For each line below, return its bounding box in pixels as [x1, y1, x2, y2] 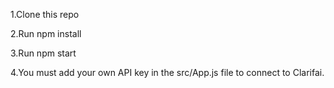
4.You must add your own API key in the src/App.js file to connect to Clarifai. [10, 67, 325, 78]
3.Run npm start [10, 47, 77, 59]
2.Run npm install [10, 28, 82, 39]
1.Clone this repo [10, 9, 80, 20]
